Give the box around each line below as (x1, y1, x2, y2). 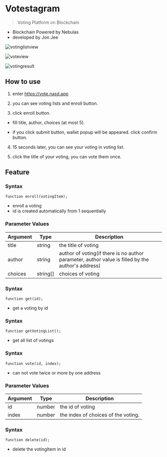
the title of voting (59, 242, 99, 249)
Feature (5, 168, 30, 177)
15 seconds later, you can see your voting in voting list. (12, 144, 125, 150)
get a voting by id (12, 305, 48, 311)
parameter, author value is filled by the (59, 256, 149, 263)
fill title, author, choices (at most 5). (12, 120, 85, 126)
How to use (5, 77, 41, 86)
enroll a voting (12, 203, 42, 209)
